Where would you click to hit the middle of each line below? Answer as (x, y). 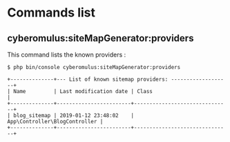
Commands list (51, 13)
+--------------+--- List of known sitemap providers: (88, 79)
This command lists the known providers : (67, 54)
